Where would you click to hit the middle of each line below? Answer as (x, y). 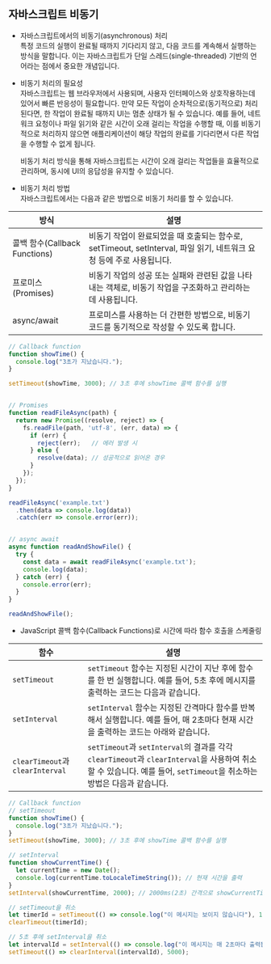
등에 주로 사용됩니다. (135, 260)
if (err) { (48, 435)
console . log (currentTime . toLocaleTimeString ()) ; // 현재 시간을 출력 (129, 877)
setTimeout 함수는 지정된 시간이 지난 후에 (162, 668)
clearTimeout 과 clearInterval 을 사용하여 (164, 759)
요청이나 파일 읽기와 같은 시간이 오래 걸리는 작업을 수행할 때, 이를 (137, 123)
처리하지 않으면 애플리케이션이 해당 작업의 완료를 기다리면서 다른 (143, 133)
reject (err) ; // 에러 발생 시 (88, 443)
